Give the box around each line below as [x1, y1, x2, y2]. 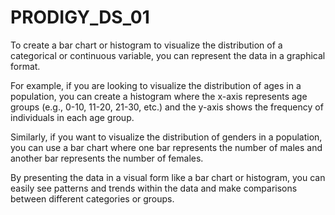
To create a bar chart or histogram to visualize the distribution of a [10, 39, 283, 51]
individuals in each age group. [10, 111, 135, 123]
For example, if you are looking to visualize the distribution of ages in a [10, 79, 302, 91]
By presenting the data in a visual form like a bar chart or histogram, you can [10, 171, 326, 183]
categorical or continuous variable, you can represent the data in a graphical [10, 49, 326, 61]
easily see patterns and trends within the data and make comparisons [10, 182, 298, 194]
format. [10, 60, 41, 72]
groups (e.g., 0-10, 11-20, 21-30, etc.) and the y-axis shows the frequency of [10, 101, 324, 113]
